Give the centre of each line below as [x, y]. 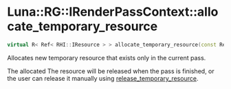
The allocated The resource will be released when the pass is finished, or [111, 71]
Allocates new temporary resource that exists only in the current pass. [107, 58]
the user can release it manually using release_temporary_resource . [103, 78]
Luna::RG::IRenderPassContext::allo [113, 12]
